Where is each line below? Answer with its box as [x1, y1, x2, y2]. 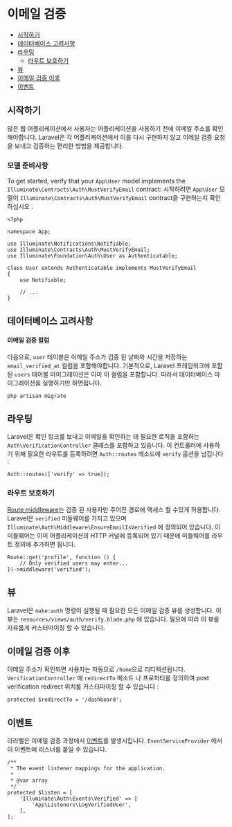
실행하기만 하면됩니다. [42, 379, 102, 387]
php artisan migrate [7, 392, 67, 399]
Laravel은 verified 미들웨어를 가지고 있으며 [7, 514, 127, 522]
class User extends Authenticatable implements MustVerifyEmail [7, 264, 197, 272]
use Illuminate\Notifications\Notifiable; [7, 240, 132, 248]
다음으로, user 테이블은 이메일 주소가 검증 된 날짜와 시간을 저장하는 [7, 352, 188, 361]
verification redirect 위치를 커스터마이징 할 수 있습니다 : [7, 682, 159, 691]
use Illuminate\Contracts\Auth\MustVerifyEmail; [7, 246, 150, 253]
